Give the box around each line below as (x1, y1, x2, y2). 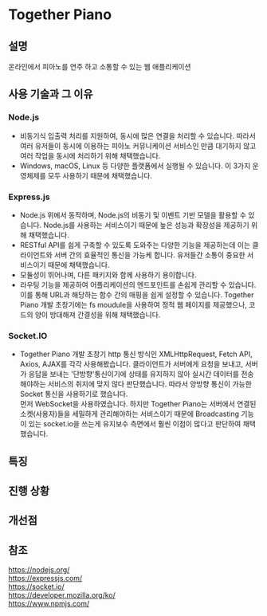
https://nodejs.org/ (8, 565, 70, 575)
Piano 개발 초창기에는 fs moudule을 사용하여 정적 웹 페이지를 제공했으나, (19, 300, 247, 309)
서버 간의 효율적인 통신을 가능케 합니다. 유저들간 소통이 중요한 (54, 249, 245, 260)
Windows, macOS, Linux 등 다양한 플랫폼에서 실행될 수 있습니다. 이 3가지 (19, 161, 251, 171)
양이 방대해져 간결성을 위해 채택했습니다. (34, 309, 161, 320)
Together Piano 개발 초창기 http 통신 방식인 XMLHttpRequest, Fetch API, (19, 349, 253, 359)
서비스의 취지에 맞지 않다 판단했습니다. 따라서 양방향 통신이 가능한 (47, 379, 253, 389)
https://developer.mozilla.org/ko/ (8, 590, 116, 600)
